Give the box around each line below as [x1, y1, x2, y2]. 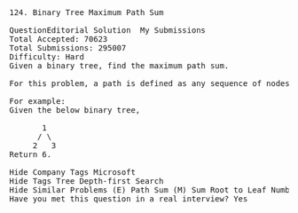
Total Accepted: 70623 [9, 35, 108, 43]
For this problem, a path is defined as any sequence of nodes [9, 79, 290, 88]
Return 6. [9, 150, 51, 159]
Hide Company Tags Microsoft [9, 168, 136, 177]
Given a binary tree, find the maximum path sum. [9, 61, 230, 70]
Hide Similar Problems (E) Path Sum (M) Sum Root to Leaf [9, 185, 267, 194]
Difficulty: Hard [9, 52, 84, 61]
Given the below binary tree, [9, 106, 141, 114]
